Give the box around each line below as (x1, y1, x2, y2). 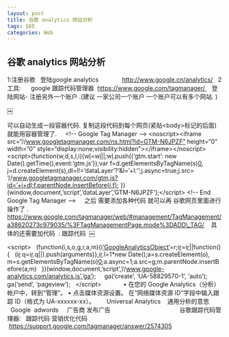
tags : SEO (7, 23, 36, 29)
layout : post (7, 10, 44, 17)
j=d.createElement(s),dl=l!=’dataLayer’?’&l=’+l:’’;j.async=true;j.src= (7, 167, 195, 175)
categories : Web (7, 29, 53, 36)
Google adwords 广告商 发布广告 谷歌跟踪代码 (10, 306, 216, 314)
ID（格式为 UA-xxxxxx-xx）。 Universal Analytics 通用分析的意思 (14, 297, 210, 306)
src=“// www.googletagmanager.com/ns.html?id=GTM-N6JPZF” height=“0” (7, 137, 217, 146)
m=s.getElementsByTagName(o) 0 (7, 258, 103, 266)
